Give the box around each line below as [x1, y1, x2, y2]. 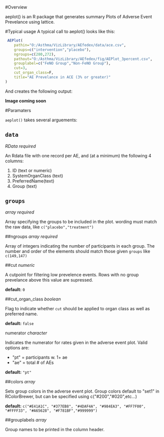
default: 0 [5, 287, 26, 292]
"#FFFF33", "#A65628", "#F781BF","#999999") [5, 408, 98, 413]
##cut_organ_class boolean [5, 296, 61, 302]
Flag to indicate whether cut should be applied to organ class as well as [5, 306, 150, 312]
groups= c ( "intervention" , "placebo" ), [14, 47, 91, 52]
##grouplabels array [5, 417, 47, 423]
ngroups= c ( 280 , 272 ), [14, 52, 56, 57]
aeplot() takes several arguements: [5, 117, 78, 123]
